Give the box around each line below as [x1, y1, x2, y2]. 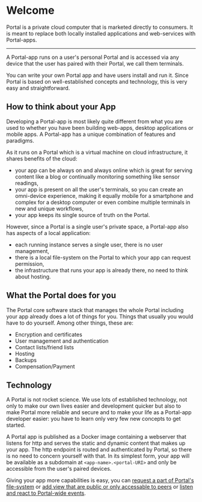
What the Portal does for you [6, 290, 116, 301]
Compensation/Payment [14, 363, 75, 370]
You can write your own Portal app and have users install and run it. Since [6, 72, 189, 79]
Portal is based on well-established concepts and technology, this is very [6, 78, 188, 85]
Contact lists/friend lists [14, 343, 74, 350]
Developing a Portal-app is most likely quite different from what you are [6, 118, 183, 125]
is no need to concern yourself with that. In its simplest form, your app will [6, 452, 190, 460]
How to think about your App [6, 102, 116, 112]
